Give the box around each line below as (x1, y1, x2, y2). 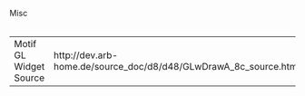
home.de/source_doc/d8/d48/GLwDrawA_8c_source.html (53, 61, 300, 72)
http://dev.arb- (53, 49, 118, 62)
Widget (14, 61, 45, 72)
